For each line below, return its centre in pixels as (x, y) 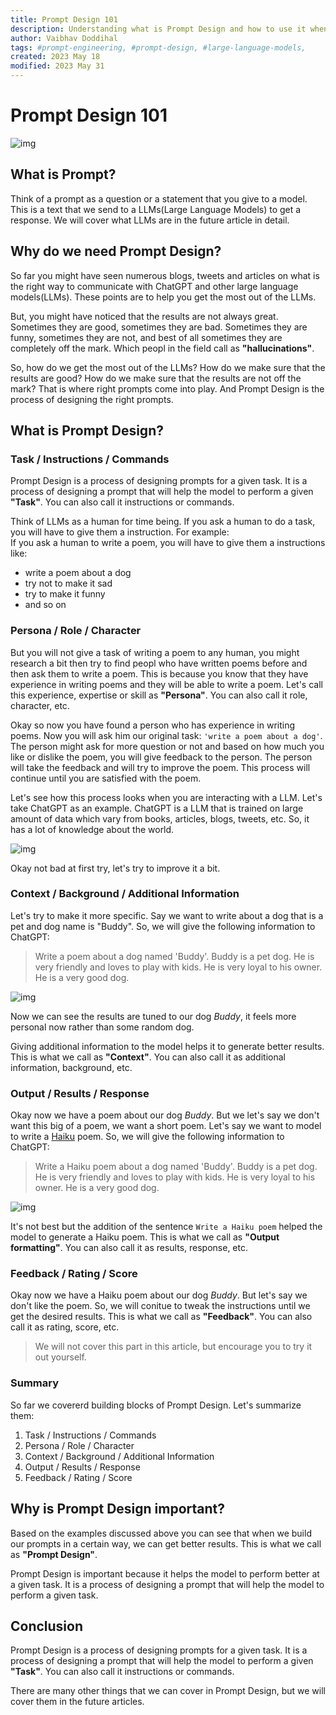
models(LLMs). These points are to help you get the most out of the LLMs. (163, 297)
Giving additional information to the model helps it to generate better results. (167, 1046)
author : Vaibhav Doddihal (64, 38)
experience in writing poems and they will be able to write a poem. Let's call (166, 684)
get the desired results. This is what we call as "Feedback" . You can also (161, 1317)
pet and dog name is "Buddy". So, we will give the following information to (163, 926)
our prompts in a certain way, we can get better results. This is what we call (166, 1543)
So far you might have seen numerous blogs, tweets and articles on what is (165, 275)
